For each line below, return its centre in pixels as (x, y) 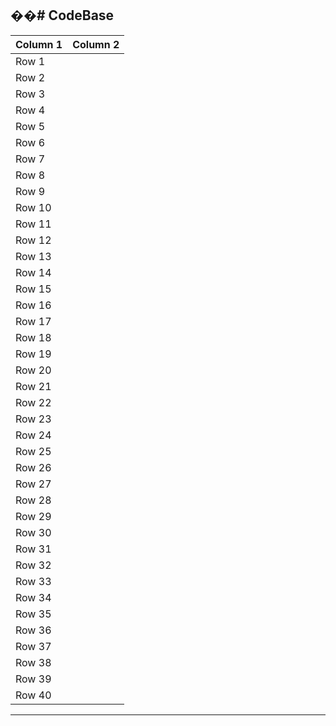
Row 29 (33, 516)
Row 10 (33, 207)
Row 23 (33, 419)
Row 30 (33, 532)
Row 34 (33, 597)
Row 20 (33, 370)
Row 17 (33, 321)
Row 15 (33, 289)
